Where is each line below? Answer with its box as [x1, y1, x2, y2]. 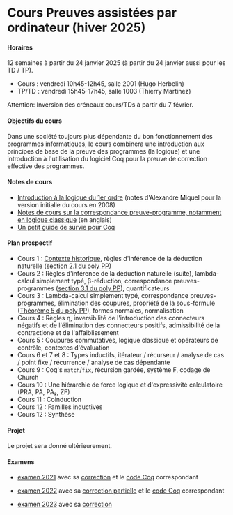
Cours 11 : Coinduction [17, 396, 82, 403]
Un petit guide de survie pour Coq [17, 223, 115, 231]
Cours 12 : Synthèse [17, 410, 75, 418]
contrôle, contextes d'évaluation [17, 343, 110, 352]
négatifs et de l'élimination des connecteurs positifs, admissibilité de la [17, 321, 220, 329]
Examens [7, 457, 35, 465]
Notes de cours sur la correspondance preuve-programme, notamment [17, 208, 222, 216]
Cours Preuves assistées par [7, 5, 177, 21]
